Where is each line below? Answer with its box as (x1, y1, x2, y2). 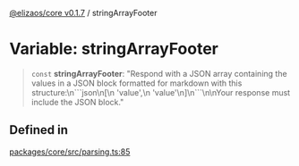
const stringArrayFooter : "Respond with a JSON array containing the (30, 68, 288, 79)
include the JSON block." (30, 96, 124, 107)
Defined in (9, 122, 69, 137)
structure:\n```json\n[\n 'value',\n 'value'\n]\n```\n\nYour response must (30, 87, 291, 97)
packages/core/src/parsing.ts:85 (9, 146, 131, 157)
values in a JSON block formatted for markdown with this (30, 78, 243, 88)
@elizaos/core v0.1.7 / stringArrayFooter (9, 8, 158, 18)
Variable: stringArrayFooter (9, 39, 219, 59)
